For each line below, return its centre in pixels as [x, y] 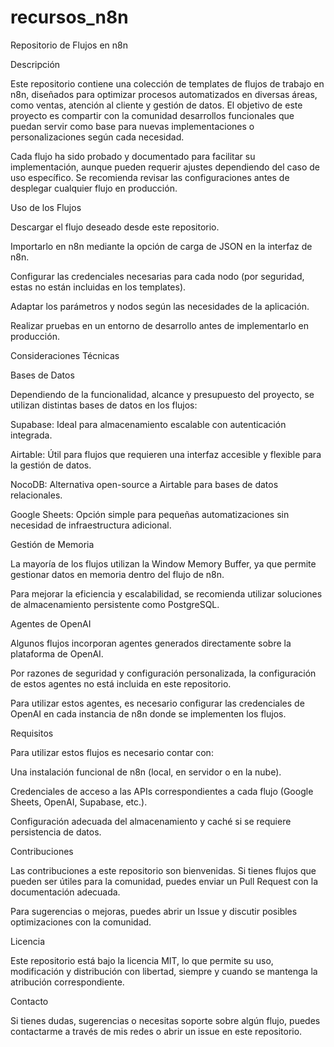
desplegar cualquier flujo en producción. [94, 188]
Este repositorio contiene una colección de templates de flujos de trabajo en [167, 83]
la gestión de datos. [51, 465]
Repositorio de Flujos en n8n [69, 45]
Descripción [35, 64]
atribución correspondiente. [67, 982]
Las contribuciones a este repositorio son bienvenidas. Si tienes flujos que [163, 870]
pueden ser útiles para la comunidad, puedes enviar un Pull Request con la [164, 881]
